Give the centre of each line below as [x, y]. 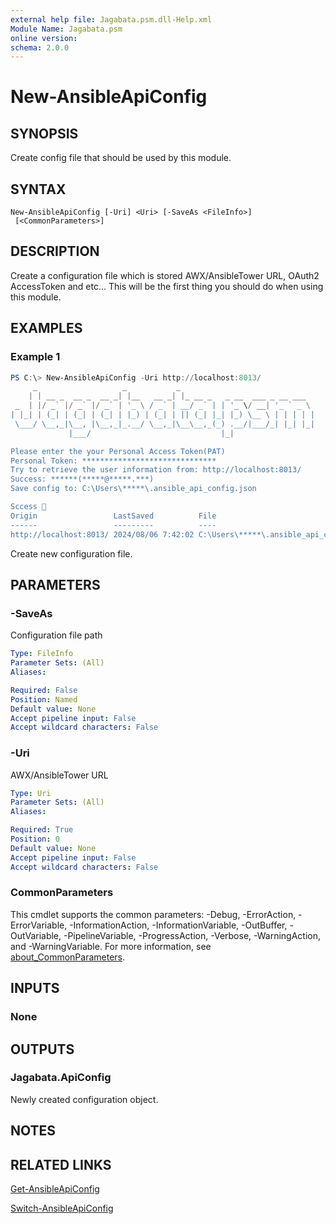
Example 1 [35, 357]
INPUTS [35, 988]
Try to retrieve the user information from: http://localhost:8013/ [156, 470]
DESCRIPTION [55, 251]
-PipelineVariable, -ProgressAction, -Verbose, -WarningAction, [192, 935]
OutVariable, [36, 935]
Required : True [42, 830]
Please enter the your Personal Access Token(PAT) [118, 451]
